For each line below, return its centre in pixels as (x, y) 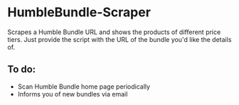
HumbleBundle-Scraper (79, 12)
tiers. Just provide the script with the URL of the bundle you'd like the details (119, 39)
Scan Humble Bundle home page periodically (84, 87)
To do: (22, 69)
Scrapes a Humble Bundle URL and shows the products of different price (114, 32)
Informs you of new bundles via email (73, 94)
